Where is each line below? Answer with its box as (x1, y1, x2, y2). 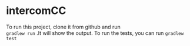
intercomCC (6, 4, 66, 17)
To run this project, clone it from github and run (6, 23, 121, 30)
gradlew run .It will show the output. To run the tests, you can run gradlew (6, 29, 184, 36)
